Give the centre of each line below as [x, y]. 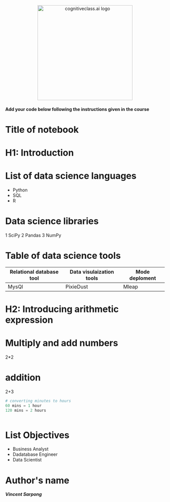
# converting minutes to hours [38, 401]
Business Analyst [31, 449]
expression [29, 320]
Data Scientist [27, 460]
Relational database [34, 272]
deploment [143, 278]
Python [20, 190]
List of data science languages [71, 176]
